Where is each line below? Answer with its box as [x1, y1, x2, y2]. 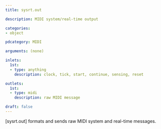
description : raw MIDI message [14, 95, 80, 100]
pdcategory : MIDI [5, 39, 42, 45]
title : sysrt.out [5, 7, 42, 13]
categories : [5, 26, 30, 31]
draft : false [5, 104, 33, 109]
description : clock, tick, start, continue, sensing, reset [14, 72, 144, 77]
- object [5, 30, 24, 35]
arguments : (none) [5, 49, 44, 54]
